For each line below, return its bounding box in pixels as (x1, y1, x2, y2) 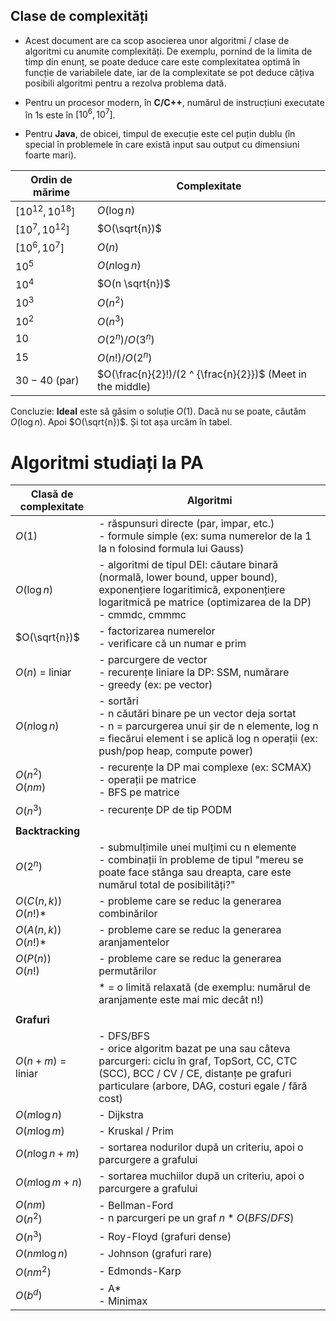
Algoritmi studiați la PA (10, 451, 205, 474)
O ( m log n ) (15, 1107, 63, 1121)
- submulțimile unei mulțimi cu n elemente (98, 840, 297, 854)
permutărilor (98, 964, 157, 978)
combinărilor (98, 906, 158, 920)
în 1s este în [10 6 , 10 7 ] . (24, 107, 116, 121)
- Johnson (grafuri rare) (98, 1247, 213, 1261)
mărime (33, 185, 70, 199)
